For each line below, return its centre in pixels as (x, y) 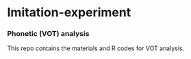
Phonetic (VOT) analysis (48, 34)
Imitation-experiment (69, 13)
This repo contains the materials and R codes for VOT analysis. (96, 48)
